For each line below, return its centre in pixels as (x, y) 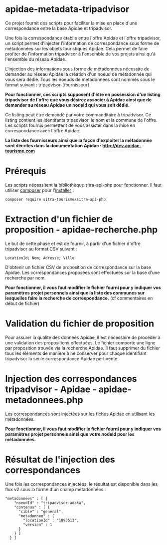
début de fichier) (22, 303)
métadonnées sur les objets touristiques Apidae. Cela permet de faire (77, 48)
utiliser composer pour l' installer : (39, 190)
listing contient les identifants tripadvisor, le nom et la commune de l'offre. (81, 120)
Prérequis (26, 171)
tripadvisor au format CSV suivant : (41, 249)
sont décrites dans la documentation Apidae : (53, 145)
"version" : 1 (38, 525)
